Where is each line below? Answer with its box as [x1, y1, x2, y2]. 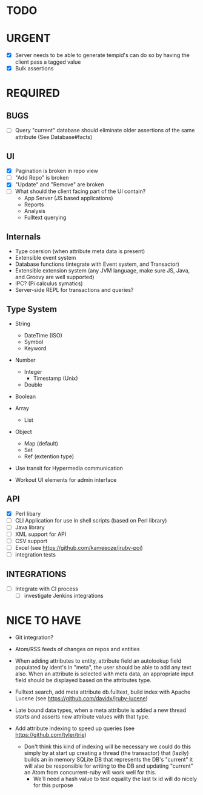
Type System [6, 304, 58, 314]
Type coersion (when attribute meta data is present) [15, 248, 145, 255]
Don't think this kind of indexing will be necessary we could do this [24, 743, 191, 750]
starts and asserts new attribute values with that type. [15, 713, 150, 720]
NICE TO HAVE [6, 614, 82, 628]
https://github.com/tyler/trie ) [15, 731, 87, 739]
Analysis [24, 208, 45, 215]
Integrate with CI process [15, 585, 79, 592]
